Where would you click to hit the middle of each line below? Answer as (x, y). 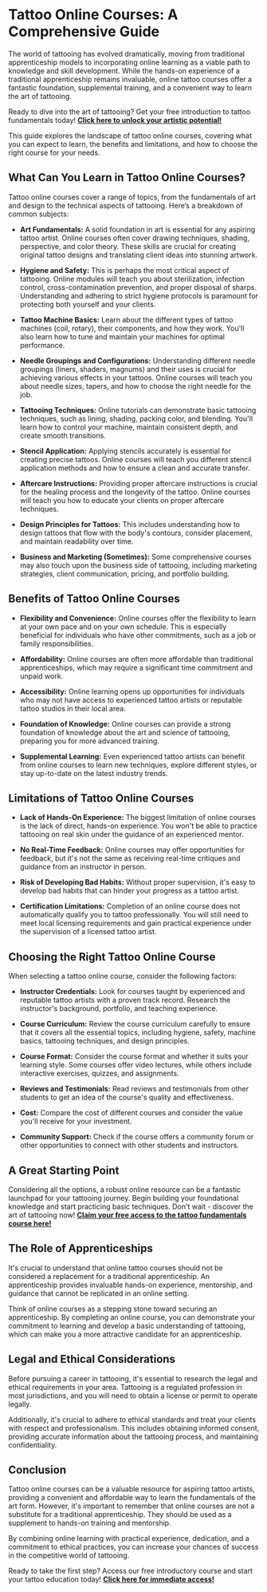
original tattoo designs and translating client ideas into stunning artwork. (138, 255)
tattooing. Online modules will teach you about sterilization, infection (132, 279)
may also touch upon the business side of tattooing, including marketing (138, 565)
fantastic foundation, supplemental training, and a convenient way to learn (130, 87)
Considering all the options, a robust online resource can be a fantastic (125, 1190)
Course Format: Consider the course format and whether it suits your (134, 1056)
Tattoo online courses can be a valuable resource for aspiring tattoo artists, (132, 1489)
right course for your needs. (55, 152)
